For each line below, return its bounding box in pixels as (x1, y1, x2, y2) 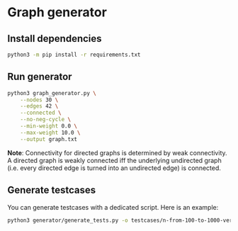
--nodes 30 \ (20, 96, 59, 103)
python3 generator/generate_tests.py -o (7, 217, 129, 224)
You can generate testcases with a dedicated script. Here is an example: (7, 203, 219, 211)
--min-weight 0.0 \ (20, 123, 78, 130)
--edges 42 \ (20, 103, 59, 110)
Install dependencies (7, 33, 102, 45)
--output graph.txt (20, 135, 78, 142)
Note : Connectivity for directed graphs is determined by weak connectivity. (7, 148, 228, 157)
